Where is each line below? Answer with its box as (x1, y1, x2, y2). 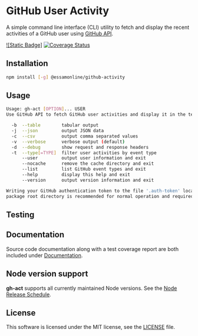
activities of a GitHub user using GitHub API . (6, 30, 114, 37)
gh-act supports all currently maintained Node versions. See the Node (6, 285, 177, 292)
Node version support (6, 269, 88, 279)
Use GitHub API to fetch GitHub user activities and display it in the (6, 112, 186, 118)
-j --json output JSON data (11, 128, 104, 134)
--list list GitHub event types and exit (21, 167, 146, 172)
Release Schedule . (6, 291, 51, 298)
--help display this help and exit (21, 172, 131, 178)
